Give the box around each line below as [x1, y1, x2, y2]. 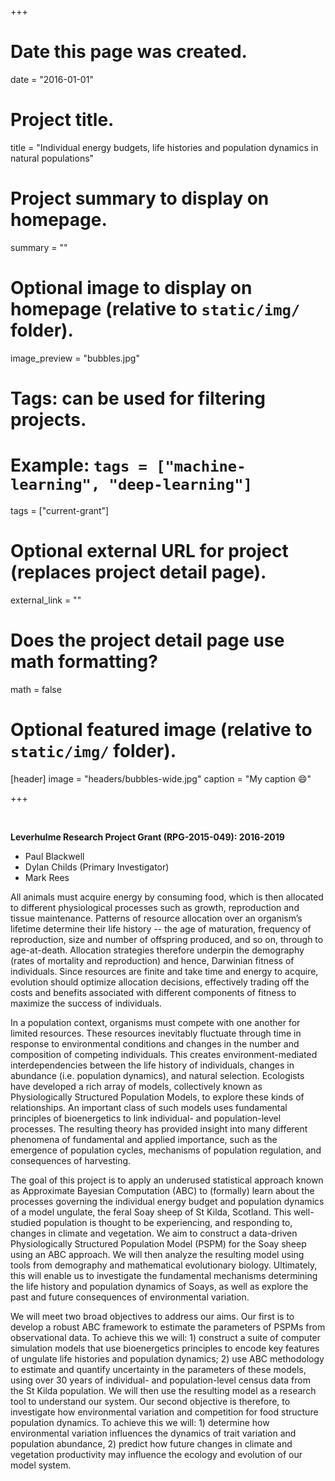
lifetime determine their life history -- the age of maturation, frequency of [10, 922, 312, 935]
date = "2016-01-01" [10, 73, 94, 85]
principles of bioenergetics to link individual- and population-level [10, 1112, 282, 1124]
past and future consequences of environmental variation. [10, 1291, 250, 1303]
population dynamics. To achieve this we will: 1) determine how [10, 1416, 270, 1428]
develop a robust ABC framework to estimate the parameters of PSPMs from [10, 1321, 326, 1333]
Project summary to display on [10, 187, 270, 210]
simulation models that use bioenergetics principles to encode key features [10, 1342, 320, 1354]
